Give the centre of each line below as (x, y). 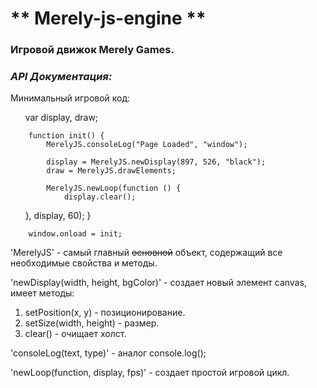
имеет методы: (42, 293)
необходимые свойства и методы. (84, 263)
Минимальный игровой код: (70, 98)
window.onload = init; (75, 234)
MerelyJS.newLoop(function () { (114, 188)
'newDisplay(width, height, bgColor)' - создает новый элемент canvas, (158, 283)
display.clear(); (100, 197)
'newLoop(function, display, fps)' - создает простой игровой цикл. (150, 373)
